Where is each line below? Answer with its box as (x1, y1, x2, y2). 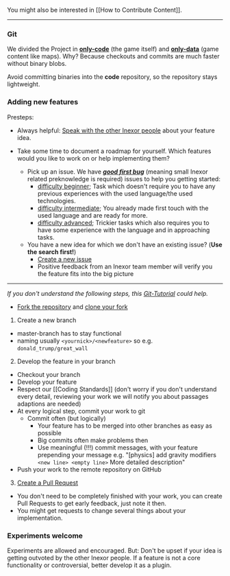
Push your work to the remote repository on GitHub (16, 465, 162, 473)
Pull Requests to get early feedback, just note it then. (16, 499, 166, 507)
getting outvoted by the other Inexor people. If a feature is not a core (7, 553, 201, 562)
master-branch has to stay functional (16, 329, 122, 337)
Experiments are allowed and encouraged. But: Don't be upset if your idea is (7, 546, 222, 555)
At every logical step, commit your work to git (16, 406, 146, 415)
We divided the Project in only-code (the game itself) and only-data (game (7, 45, 219, 54)
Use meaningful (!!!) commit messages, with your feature (37, 443, 199, 452)
